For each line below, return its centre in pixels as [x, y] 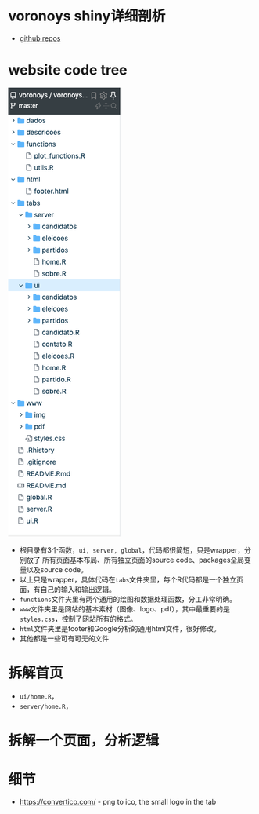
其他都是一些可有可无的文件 [64, 638]
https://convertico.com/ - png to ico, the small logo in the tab [118, 801]
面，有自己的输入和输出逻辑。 [67, 589]
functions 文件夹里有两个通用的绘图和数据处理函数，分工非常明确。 [128, 599]
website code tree [68, 70]
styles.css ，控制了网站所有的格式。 [78, 619]
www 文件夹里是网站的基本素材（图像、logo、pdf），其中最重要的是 [125, 608]
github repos [40, 38]
